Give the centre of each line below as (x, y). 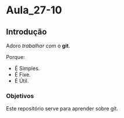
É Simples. (27, 68)
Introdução (26, 32)
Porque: (15, 57)
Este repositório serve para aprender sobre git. (62, 109)
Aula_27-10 (34, 10)
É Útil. (22, 81)
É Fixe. (22, 74)
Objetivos (20, 96)
